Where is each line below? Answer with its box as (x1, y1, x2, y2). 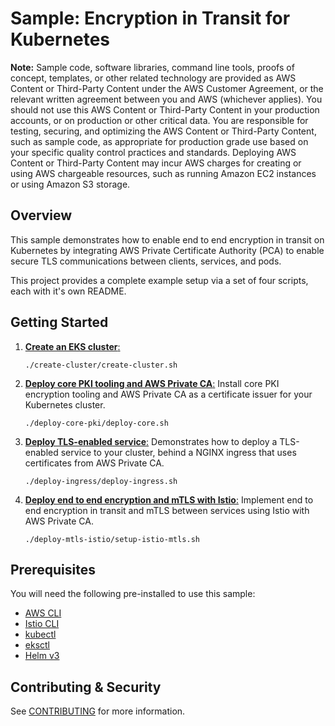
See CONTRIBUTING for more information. (10, 705, 186, 717)
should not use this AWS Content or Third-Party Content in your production (10, 103, 320, 116)
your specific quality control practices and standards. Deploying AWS (10, 146, 297, 158)
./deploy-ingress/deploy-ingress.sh (24, 476, 178, 486)
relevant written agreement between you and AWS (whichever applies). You (10, 93, 323, 105)
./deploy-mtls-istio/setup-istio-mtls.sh (24, 534, 200, 544)
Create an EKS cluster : (24, 340, 121, 352)
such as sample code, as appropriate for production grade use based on (10, 135, 309, 147)
